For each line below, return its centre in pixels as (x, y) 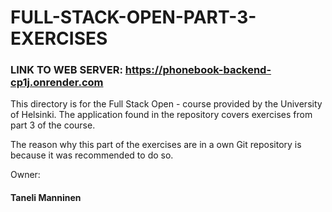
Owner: (25, 175)
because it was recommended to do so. (92, 155)
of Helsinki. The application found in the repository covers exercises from (161, 115)
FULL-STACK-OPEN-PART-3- (133, 17)
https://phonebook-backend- (198, 70)
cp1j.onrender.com (57, 83)
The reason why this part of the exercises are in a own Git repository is (156, 145)
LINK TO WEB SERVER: (66, 70)
